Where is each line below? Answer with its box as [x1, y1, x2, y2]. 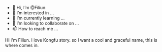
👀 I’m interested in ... [12, 10, 54, 16]
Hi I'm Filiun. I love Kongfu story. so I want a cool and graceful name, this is [5, 37, 158, 43]
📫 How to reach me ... [12, 26, 58, 31]
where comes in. [5, 42, 39, 48]
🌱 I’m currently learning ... [12, 15, 65, 21]
